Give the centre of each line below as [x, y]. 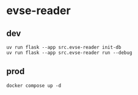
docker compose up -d [34, 85]
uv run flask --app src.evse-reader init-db [64, 47]
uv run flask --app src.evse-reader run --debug [69, 53]
